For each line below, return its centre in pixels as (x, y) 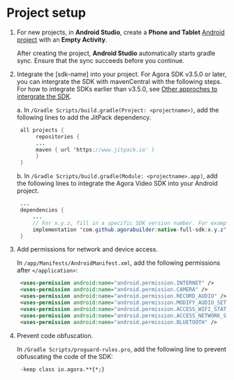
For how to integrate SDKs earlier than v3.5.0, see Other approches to (117, 89)
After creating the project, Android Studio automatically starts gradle (116, 53)
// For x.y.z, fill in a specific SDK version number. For (120, 223)
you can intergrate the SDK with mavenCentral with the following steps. (119, 81)
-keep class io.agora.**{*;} (63, 369)
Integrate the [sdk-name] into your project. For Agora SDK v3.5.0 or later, (122, 74)
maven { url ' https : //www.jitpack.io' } (95, 149)
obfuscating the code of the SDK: (65, 356)
